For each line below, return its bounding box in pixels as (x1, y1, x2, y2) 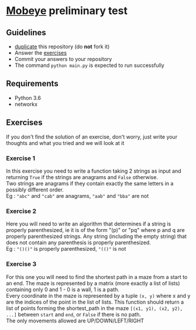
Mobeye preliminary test (6, 4, 128, 18)
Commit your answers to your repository (14, 56, 112, 62)
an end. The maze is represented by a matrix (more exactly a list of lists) (6, 280, 180, 287)
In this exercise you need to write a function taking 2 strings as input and (6, 167, 181, 174)
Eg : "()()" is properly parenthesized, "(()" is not (6, 245, 126, 252)
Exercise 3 (6, 260, 37, 268)
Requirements (6, 79, 59, 89)
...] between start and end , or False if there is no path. (6, 311, 142, 318)
